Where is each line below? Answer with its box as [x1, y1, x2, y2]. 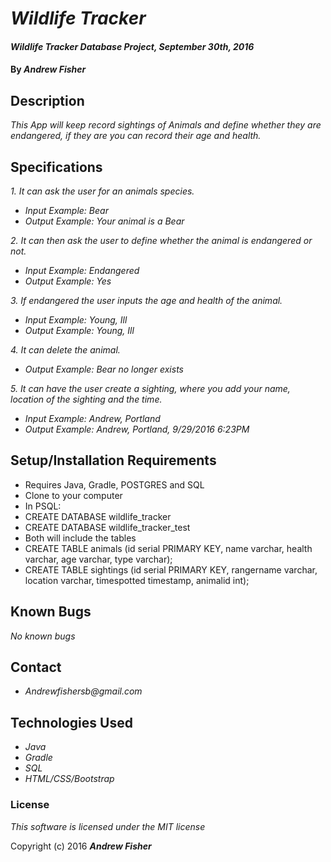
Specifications [10, 158, 103, 176]
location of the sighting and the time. [10, 393, 163, 405]
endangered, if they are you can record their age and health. [10, 130, 262, 142]
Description [10, 92, 85, 109]
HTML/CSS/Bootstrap [24, 773, 115, 785]
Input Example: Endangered [24, 265, 140, 276]
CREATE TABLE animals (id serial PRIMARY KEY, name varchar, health [24, 542, 313, 554]
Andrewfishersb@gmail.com [24, 685, 143, 697]
